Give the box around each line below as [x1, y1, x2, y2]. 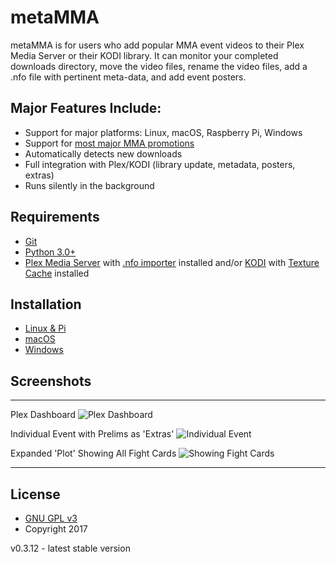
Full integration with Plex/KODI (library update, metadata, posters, [24, 158, 296, 170]
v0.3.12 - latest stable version [10, 542, 131, 554]
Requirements [10, 209, 100, 226]
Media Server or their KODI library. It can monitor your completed [10, 49, 279, 61]
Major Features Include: [10, 100, 162, 117]
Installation [10, 296, 82, 313]
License [10, 486, 61, 503]
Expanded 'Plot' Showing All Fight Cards [10, 447, 177, 460]
